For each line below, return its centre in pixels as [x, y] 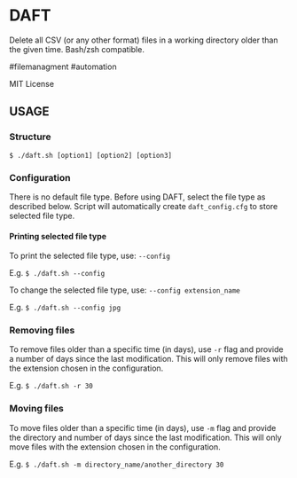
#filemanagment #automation [63, 67]
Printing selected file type [58, 236]
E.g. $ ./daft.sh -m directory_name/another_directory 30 [117, 464]
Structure [30, 137]
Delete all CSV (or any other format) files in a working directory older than [144, 40]
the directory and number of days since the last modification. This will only [145, 437]
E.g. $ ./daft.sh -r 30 [51, 386]
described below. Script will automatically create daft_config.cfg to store [144, 206]
